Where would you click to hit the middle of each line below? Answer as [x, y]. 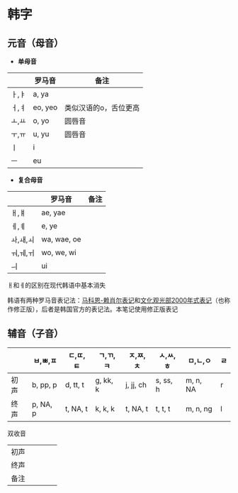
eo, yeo [45, 107]
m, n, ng [199, 408]
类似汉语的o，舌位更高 [102, 108]
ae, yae [53, 212]
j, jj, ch [136, 384]
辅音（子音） [35, 334]
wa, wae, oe [61, 239]
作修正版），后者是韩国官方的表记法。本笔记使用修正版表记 [93, 309]
